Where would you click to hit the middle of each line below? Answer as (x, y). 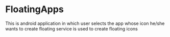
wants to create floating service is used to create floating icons (71, 28)
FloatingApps (34, 9)
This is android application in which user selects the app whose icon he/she (85, 23)
